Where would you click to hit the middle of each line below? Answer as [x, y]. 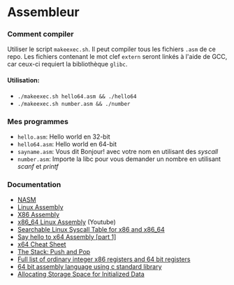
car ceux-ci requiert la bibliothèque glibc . [67, 64]
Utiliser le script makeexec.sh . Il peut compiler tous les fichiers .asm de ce [112, 49]
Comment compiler [41, 34]
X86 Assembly [38, 215]
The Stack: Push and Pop [54, 252]
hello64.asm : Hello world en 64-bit [67, 144]
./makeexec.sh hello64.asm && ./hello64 [77, 96]
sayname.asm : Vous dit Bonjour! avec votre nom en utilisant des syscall [118, 151]
